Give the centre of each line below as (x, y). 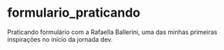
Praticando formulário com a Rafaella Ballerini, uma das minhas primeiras (112, 32)
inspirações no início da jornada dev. (60, 39)
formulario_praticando (74, 13)
